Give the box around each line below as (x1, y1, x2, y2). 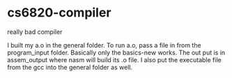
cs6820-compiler (7, 5, 111, 21)
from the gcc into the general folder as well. (7, 63, 133, 71)
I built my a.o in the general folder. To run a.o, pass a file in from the (7, 41, 201, 49)
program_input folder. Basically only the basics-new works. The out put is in (7, 48, 226, 57)
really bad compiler (7, 28, 63, 36)
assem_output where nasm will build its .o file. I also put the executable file (7, 55, 222, 64)
